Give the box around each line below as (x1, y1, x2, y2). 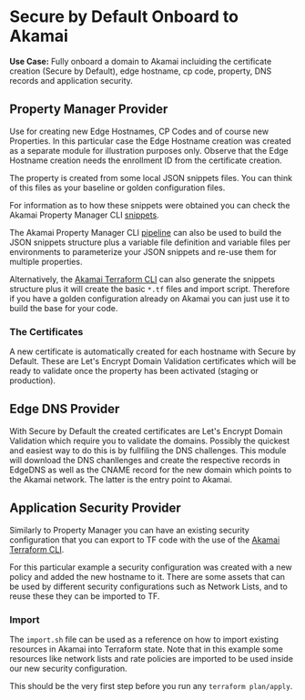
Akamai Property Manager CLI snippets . (9, 209, 159, 220)
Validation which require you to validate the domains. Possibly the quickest (9, 435, 290, 446)
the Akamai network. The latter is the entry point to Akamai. (9, 473, 233, 484)
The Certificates (9, 325, 84, 338)
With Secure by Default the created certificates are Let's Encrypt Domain (9, 425, 284, 436)
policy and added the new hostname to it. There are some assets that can (9, 571, 285, 582)
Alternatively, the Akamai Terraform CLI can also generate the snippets (9, 273, 276, 284)
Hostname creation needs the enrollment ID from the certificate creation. (9, 155, 282, 166)
